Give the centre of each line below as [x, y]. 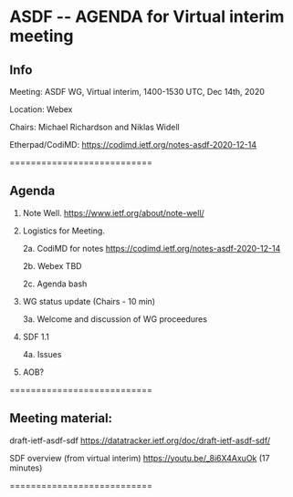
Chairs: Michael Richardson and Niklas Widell [94, 127]
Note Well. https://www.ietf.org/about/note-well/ [114, 212]
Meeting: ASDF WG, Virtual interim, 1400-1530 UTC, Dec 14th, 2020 [137, 92]
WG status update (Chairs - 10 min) [89, 301]
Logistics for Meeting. [63, 231]
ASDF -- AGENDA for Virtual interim [147, 17]
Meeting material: [61, 418]
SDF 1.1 [36, 337]
